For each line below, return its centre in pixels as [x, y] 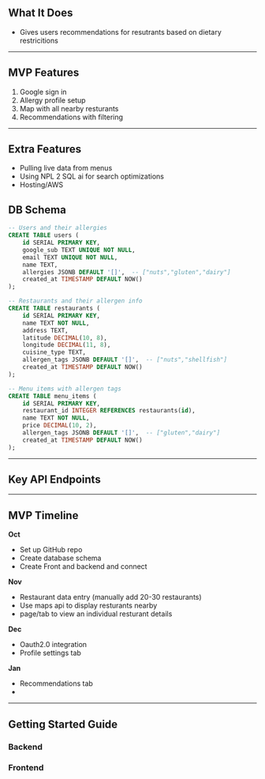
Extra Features [45, 149]
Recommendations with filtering [71, 117]
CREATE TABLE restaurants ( [54, 308]
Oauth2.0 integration [53, 645]
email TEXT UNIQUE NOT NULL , [70, 257]
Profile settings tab [50, 653]
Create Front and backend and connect [83, 566]
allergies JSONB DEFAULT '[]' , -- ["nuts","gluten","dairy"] [127, 272]
